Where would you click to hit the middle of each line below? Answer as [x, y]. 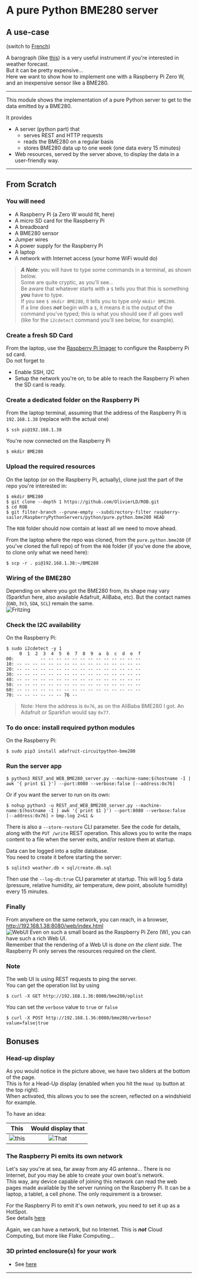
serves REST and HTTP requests [63, 135]
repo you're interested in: [37, 486]
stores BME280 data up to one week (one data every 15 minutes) [102, 148]
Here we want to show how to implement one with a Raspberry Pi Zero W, [95, 77]
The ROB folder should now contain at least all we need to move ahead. [91, 528]
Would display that [58, 1128]
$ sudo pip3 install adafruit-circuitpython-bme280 [71, 751]
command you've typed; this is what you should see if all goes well [102, 313]
